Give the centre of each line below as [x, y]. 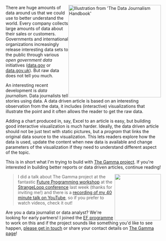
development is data [26, 90]
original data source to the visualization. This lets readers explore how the [81, 137]
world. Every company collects [37, 23]
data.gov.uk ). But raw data [33, 70]
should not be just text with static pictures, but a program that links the [77, 131]
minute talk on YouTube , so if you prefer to [61, 198]
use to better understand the [34, 18]
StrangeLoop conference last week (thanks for [65, 187]
